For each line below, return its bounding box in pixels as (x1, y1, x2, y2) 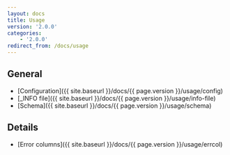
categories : (7, 29, 42, 37)
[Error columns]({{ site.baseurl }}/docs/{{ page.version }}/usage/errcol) (17, 140, 223, 148)
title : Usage (7, 17, 45, 24)
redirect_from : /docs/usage (7, 42, 89, 49)
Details (7, 122, 38, 133)
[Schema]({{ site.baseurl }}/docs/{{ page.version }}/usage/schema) (17, 101, 212, 110)
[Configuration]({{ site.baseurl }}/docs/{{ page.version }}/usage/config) (17, 86, 223, 95)
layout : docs (7, 10, 45, 17)
